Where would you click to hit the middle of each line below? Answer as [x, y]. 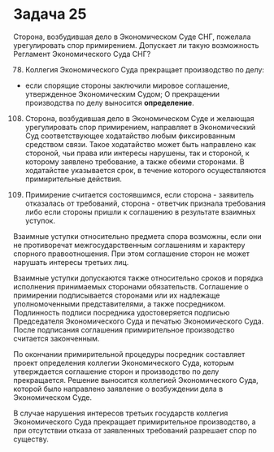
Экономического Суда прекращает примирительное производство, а [135, 422]
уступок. [40, 220]
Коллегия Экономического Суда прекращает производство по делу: [145, 69]
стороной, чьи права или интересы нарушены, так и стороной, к [137, 153]
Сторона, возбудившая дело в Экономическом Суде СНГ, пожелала [132, 37]
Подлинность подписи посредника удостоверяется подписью [122, 312]
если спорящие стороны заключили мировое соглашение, [127, 85]
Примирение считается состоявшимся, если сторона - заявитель [139, 194]
